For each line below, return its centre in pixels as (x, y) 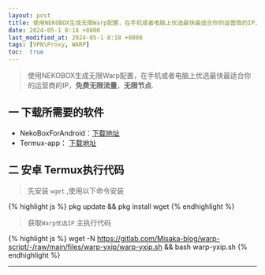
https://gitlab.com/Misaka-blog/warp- (159, 238)
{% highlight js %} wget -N (52, 238)
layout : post (30, 15)
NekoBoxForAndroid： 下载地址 (69, 133)
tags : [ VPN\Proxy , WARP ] (49, 45)
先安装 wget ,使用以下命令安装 (76, 191)
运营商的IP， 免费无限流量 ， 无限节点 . (94, 85)
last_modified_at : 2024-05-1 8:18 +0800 (76, 37)
